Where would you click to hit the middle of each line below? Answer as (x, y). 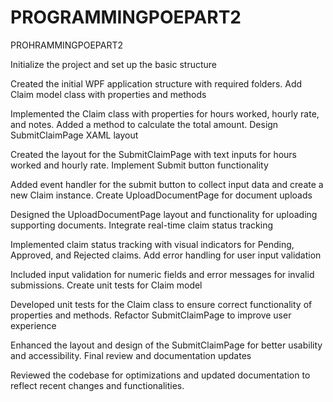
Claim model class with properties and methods (108, 94)
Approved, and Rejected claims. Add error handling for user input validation (166, 255)
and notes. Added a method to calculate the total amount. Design (144, 124)
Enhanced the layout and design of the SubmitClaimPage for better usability (166, 345)
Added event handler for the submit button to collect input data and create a (167, 184)
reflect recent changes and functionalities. (97, 385)
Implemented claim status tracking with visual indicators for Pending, (152, 244)
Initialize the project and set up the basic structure (114, 64)
